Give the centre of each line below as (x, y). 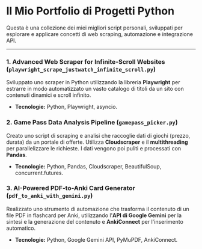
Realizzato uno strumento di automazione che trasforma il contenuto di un (98, 209)
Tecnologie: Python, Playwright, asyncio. (66, 107)
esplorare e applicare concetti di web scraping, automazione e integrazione (100, 34)
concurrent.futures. (39, 173)
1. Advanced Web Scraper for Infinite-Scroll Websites (86, 61)
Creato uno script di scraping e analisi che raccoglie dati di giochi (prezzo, (98, 135)
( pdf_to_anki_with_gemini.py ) (50, 195)
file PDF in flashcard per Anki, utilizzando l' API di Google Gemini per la (94, 215)
